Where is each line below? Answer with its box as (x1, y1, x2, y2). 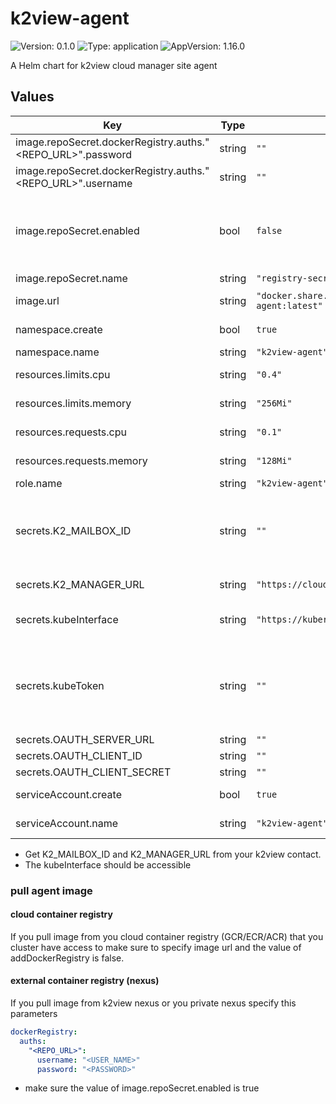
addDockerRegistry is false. (10, 952, 125, 964)
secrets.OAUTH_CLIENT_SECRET (15, 765, 172, 779)
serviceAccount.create (15, 787, 122, 801)
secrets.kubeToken (15, 678, 105, 692)
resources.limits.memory (15, 396, 132, 410)
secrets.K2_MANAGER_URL (15, 577, 145, 591)
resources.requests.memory (15, 453, 148, 467)
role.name (15, 476, 63, 490)
